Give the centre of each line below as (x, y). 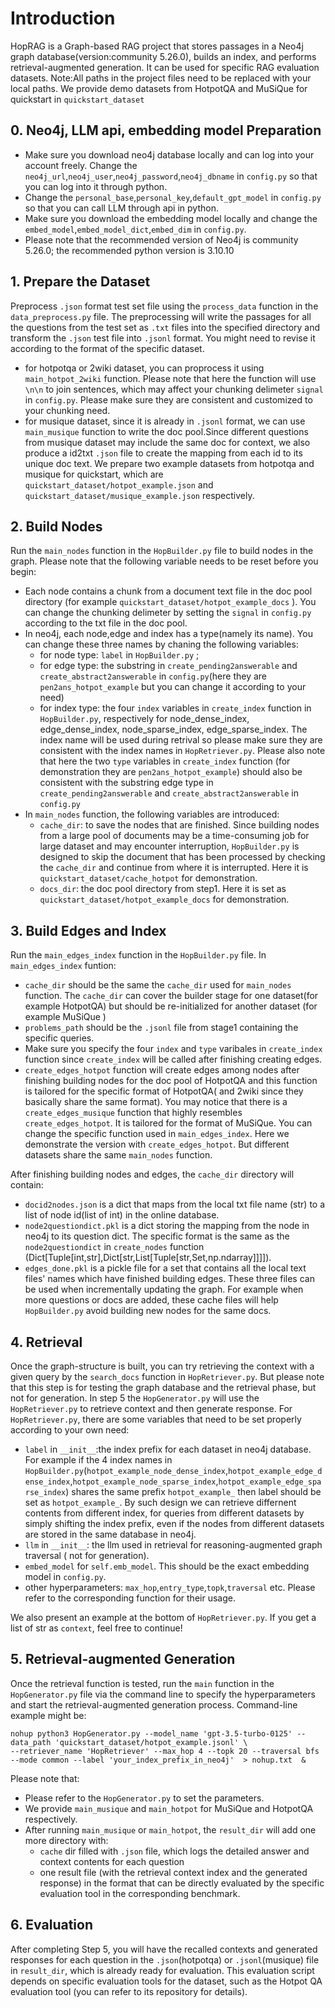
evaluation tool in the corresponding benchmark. (140, 1893)
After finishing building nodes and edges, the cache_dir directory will (152, 1174)
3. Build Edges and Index (88, 930)
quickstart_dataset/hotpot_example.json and (119, 484)
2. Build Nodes (56, 526)
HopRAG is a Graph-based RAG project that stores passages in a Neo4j (157, 46)
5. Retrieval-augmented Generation (123, 1659)
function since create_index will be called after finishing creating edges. (173, 1059)
